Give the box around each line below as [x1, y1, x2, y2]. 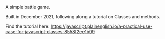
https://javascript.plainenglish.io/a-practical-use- [50, 23, 153, 29]
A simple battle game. [5, 4, 50, 10]
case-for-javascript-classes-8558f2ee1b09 [5, 29, 95, 34]
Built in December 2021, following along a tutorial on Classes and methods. [5, 14, 161, 19]
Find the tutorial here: [5, 23, 50, 29]
